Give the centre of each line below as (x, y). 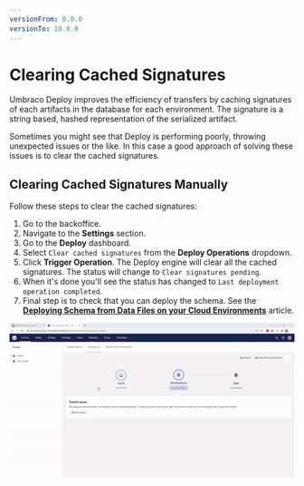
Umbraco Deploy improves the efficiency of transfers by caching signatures (151, 100)
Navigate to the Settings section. (84, 233)
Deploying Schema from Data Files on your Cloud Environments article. (158, 311)
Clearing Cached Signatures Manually (119, 185)
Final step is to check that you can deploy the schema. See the (139, 301)
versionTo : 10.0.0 (44, 29)
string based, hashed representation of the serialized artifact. (123, 119)
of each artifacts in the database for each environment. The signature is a (147, 110)
